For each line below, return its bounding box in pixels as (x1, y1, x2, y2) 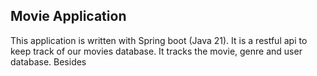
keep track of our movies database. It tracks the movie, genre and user (10, 45, 303, 57)
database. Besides (10, 55, 87, 68)
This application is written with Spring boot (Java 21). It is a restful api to (10, 34, 308, 46)
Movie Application (10, 8, 127, 25)
